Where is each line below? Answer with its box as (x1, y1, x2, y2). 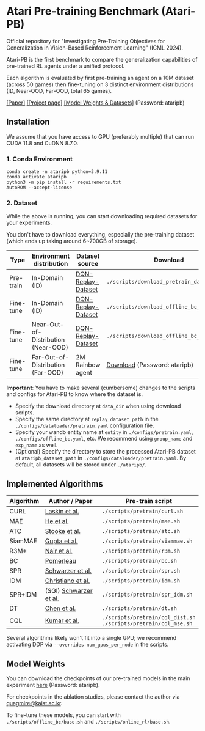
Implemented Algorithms (6, 479, 104, 489)
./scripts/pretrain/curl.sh (101, 508, 184, 515)
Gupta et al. (45, 537, 78, 545)
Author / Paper (48, 497, 93, 505)
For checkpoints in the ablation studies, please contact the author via (6, 692, 180, 700)
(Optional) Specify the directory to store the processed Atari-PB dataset (15, 448, 196, 455)
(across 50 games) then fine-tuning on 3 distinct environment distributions (6, 81, 194, 88)
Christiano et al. (45, 576, 90, 585)
